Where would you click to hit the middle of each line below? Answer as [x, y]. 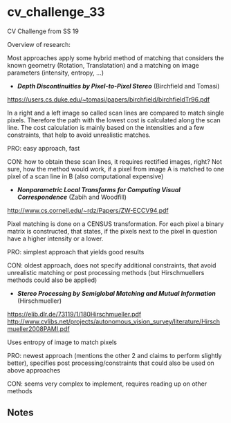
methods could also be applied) [52, 280]
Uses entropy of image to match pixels [62, 342]
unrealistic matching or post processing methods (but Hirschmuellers [106, 272]
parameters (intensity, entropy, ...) [56, 73]
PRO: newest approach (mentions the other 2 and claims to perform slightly [115, 355]
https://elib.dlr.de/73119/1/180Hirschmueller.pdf [74, 314]
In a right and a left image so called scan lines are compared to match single [116, 113]
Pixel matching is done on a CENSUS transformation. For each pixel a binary [115, 224]
